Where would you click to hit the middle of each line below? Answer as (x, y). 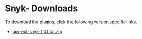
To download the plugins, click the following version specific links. (71, 22)
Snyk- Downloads (41, 9)
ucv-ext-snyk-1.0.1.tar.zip (37, 31)
